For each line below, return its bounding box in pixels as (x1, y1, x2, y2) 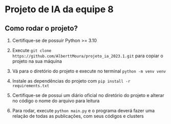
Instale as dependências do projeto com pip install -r (12, 78, 131, 84)
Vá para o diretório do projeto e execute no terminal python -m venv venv (12, 68, 166, 74)
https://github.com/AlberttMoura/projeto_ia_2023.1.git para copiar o (12, 53, 163, 59)
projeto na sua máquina (12, 58, 62, 64)
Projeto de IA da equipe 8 (5, 4, 114, 15)
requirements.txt (12, 83, 50, 88)
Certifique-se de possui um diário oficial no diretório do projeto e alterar (12, 92, 164, 98)
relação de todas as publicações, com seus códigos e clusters (12, 113, 144, 119)
